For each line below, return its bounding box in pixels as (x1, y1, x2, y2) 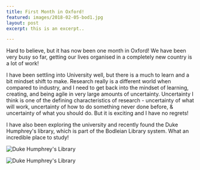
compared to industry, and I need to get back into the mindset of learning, (6, 84, 189, 92)
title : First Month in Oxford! (6, 8, 85, 15)
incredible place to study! (6, 134, 69, 141)
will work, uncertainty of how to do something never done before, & (6, 103, 174, 111)
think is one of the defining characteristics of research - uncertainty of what (6, 97, 194, 104)
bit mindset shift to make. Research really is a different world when (6, 78, 171, 85)
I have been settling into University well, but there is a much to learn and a (6, 71, 190, 78)
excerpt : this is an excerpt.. (6, 25, 85, 32)
